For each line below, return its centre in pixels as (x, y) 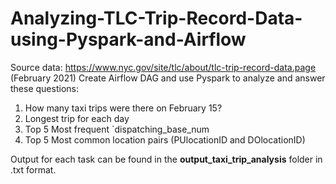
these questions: (44, 88)
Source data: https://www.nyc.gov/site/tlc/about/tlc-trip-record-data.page (163, 67)
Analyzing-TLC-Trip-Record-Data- (156, 18)
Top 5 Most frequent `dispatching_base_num (117, 129)
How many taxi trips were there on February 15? (123, 108)
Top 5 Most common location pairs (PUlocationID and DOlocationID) (165, 139)
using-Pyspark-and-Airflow (128, 39)
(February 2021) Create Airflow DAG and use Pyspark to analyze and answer (168, 78)
